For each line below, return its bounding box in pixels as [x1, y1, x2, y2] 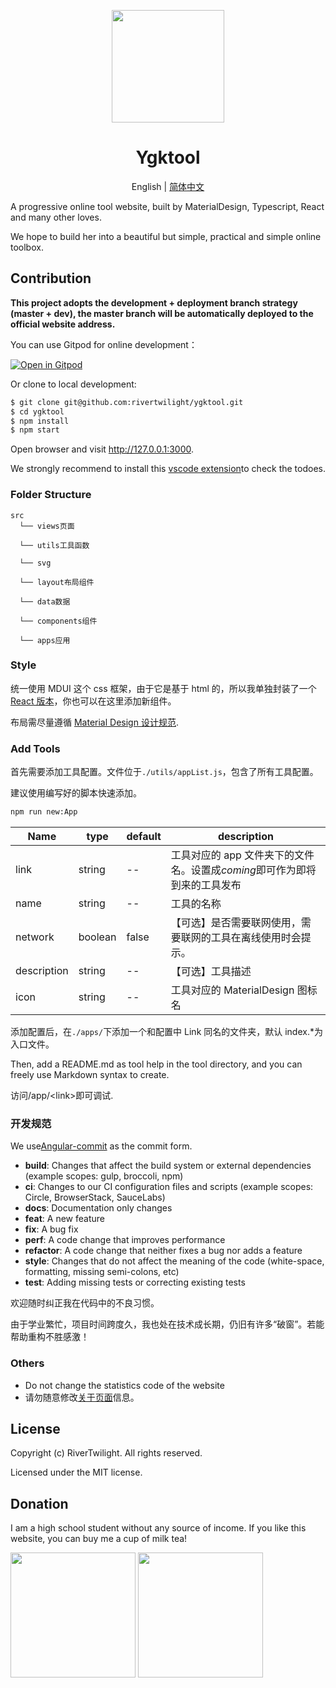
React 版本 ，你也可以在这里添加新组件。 [10, 695, 177, 707]
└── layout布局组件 [19, 577, 95, 587]
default [126, 830, 162, 844]
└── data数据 [19, 596, 71, 607]
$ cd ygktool [10, 406, 65, 417]
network [15, 930, 55, 944]
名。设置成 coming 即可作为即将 [170, 863, 317, 877]
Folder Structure [10, 488, 92, 502]
